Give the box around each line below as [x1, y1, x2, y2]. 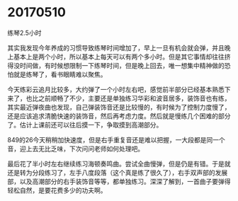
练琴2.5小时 [7, 28, 42, 37]
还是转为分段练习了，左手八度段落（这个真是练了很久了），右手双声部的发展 [7, 168, 228, 177]
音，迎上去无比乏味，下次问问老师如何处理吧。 [7, 144, 144, 153]
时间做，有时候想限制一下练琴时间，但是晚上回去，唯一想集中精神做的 [19, 61, 225, 69]
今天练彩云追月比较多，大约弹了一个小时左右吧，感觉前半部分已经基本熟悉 [7, 85, 225, 93]
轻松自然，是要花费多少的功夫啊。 [7, 185, 107, 195]
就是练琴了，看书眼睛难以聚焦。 [13, 70, 107, 79]
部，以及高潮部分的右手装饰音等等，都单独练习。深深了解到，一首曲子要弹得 [7, 177, 231, 185]
